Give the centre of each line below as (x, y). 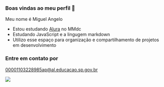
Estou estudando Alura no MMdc (47, 29)
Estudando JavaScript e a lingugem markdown (61, 35)
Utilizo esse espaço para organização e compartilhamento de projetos (86, 40)
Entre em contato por (32, 59)
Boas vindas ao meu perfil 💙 (40, 8)
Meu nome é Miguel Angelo (34, 19)
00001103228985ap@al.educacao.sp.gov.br (52, 69)
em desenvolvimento (34, 45)
